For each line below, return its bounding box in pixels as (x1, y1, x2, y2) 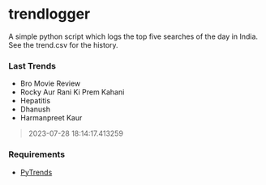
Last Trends (8, 60, 57, 71)
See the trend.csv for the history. (8, 40, 119, 49)
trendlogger (8, 5, 91, 23)
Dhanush (19, 104, 51, 114)
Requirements (8, 149, 66, 160)
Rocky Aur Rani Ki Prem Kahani (19, 87, 125, 97)
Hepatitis (19, 96, 51, 106)
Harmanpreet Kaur (19, 113, 83, 123)
